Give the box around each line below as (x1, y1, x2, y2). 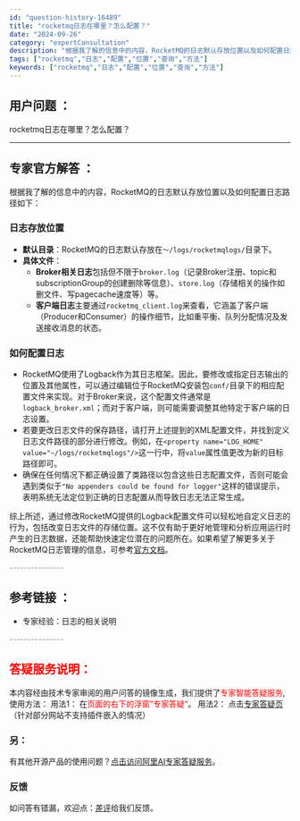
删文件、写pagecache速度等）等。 (35, 288, 163, 300)
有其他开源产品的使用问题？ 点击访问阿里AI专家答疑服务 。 (9, 757, 221, 767)
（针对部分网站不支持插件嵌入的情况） (9, 709, 150, 720)
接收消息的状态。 (43, 322, 107, 333)
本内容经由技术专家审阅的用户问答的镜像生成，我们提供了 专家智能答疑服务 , (9, 687, 286, 698)
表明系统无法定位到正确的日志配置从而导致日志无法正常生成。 (21, 492, 250, 503)
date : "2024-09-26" (9, 30, 82, 38)
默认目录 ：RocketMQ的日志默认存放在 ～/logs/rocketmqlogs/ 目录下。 (21, 243, 277, 255)
